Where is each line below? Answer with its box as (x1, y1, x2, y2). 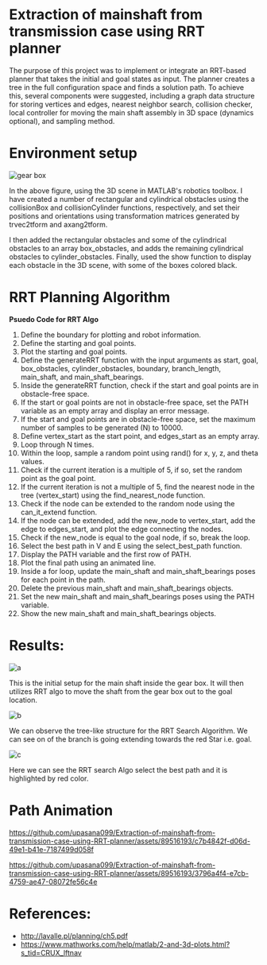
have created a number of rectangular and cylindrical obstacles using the (9, 194, 249, 203)
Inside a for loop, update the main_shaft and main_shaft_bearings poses (20, 566, 256, 576)
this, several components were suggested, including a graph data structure (9, 91, 255, 100)
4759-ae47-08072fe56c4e (9, 877, 98, 886)
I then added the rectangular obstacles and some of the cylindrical (9, 234, 227, 244)
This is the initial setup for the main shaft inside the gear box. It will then (9, 678, 245, 688)
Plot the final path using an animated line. (20, 558, 157, 568)
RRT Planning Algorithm (9, 289, 171, 307)
